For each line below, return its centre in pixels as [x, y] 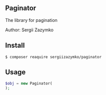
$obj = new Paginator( [29, 84]
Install [15, 46]
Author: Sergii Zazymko [29, 30]
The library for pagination [31, 20]
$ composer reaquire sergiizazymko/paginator [53, 57]
